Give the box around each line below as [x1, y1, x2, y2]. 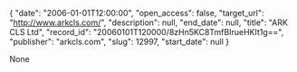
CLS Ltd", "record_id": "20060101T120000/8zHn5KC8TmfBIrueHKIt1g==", [9, 27, 284, 37]
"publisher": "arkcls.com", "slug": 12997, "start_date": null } [9, 36, 229, 47]
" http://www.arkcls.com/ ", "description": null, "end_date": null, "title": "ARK [9, 17, 288, 28]
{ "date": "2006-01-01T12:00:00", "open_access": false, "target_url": [9, 8, 264, 18]
